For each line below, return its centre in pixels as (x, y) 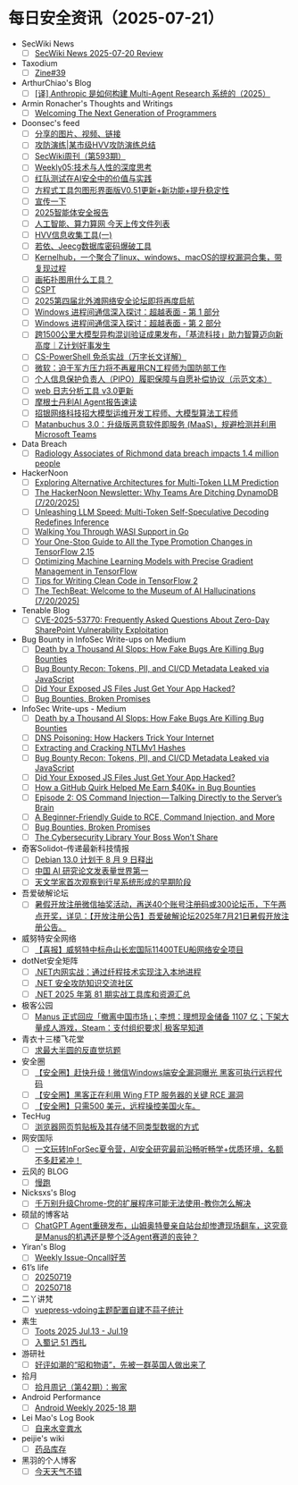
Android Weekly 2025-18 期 (85, 1407)
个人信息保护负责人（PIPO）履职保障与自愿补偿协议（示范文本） (153, 379)
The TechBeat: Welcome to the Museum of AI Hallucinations (145, 591)
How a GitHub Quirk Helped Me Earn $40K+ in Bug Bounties (145, 787)
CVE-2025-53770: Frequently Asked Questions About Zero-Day (152, 620)
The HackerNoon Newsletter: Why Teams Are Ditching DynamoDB (156, 492)
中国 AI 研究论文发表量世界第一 (91, 871)
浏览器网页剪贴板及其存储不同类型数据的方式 (117, 1126)
